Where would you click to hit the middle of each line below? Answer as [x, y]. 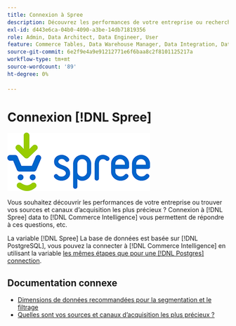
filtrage [28, 307]
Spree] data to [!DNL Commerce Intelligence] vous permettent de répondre [116, 217]
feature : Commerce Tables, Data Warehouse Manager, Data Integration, [113, 45]
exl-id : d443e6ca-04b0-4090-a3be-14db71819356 [77, 30]
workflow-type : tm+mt [39, 60]
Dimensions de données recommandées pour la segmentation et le [114, 300]
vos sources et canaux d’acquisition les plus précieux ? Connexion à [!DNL [115, 210]
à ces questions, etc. [38, 225]
